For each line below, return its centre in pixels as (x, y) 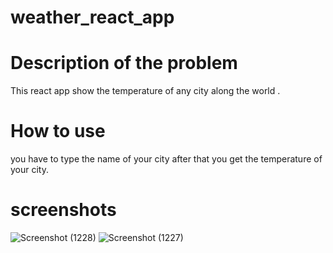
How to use (58, 131)
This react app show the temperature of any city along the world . (145, 91)
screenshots (63, 210)
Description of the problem (124, 63)
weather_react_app (92, 17)
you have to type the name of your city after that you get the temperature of (166, 159)
